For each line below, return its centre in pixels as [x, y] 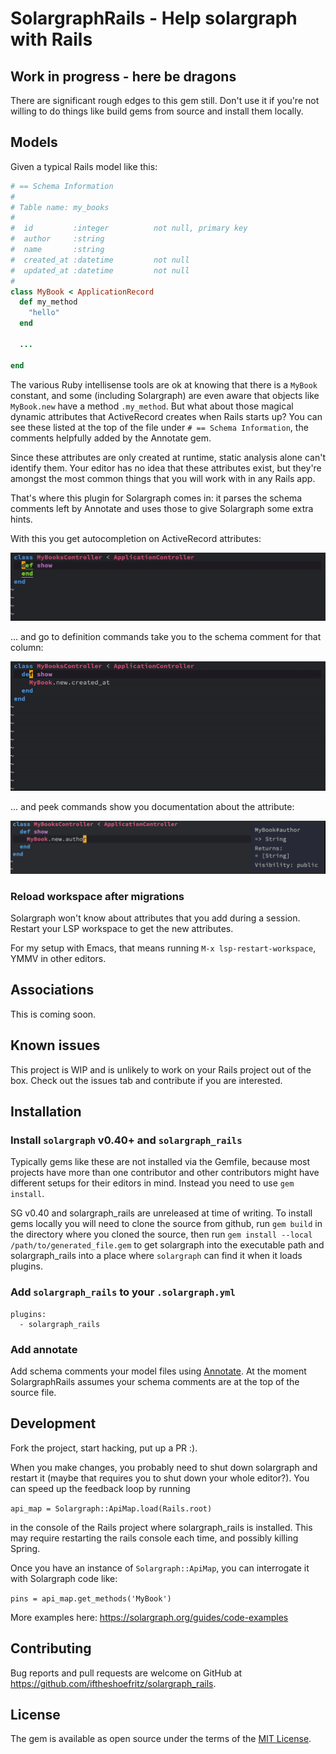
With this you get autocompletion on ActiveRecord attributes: [136, 538]
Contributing [51, 1648]
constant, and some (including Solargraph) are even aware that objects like [165, 395]
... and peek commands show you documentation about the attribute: [152, 807]
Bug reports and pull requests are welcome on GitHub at [126, 1673]
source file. [33, 1392]
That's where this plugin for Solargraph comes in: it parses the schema [156, 498]
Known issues [55, 1045]
